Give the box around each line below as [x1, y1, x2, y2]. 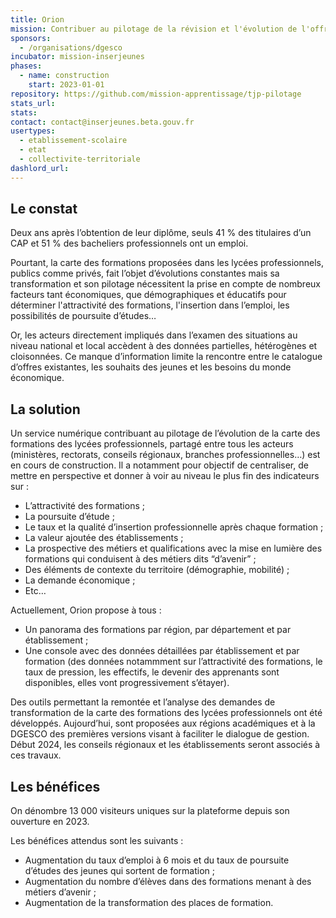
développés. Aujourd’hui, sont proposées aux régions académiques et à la [10, 717, 316, 730]
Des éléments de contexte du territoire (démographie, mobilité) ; [24, 564, 290, 576]
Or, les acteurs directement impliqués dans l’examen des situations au [10, 329, 298, 341]
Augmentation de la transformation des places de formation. [24, 897, 274, 909]
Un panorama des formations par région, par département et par [24, 624, 292, 636]
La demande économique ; [24, 574, 136, 586]
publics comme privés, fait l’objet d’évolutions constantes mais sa [10, 267, 280, 280]
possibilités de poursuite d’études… [10, 310, 157, 322]
